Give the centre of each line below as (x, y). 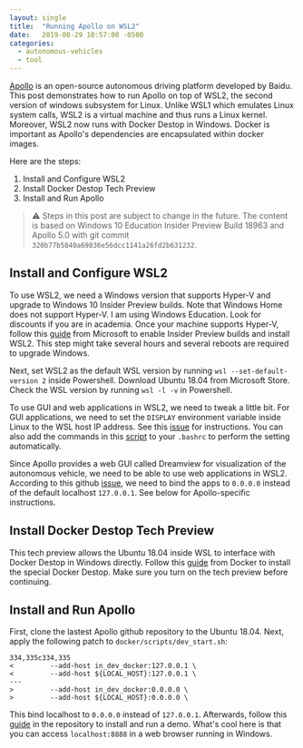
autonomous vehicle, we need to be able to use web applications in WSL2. (148, 473)
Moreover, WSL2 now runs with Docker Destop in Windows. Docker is (140, 124)
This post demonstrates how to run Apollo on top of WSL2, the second (142, 95)
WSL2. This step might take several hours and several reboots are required (149, 343)
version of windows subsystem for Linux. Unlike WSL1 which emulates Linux (152, 105)
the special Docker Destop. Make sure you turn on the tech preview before (149, 572)
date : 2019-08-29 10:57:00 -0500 (77, 34)
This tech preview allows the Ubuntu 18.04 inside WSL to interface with (142, 552)
